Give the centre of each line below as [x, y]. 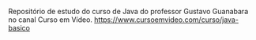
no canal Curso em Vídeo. [51, 20]
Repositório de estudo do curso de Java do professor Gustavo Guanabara [128, 11]
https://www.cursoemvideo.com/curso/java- [167, 20]
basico [19, 28]
